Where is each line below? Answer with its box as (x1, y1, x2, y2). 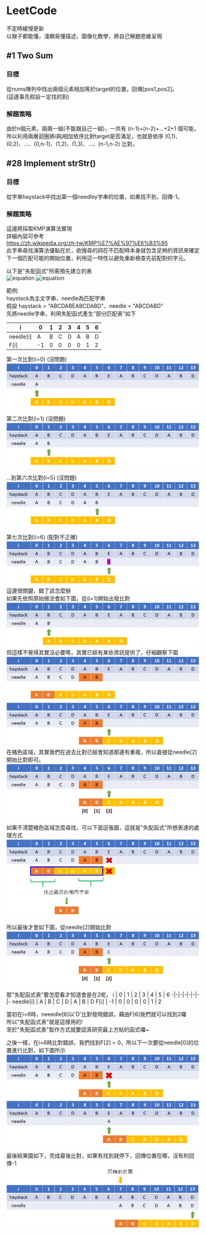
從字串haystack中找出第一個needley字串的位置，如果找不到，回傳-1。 (6, 193, 183, 200)
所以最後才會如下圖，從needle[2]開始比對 (6, 923, 112, 931)
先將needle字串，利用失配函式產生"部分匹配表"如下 (6, 310, 136, 317)
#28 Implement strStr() (6, 158, 96, 169)
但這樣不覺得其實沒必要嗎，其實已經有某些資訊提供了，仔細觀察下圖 (6, 648, 178, 656)
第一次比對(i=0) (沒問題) (6, 356, 67, 363)
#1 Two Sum (6, 50, 53, 61)
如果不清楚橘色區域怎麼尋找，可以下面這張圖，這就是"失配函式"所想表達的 (6, 824, 194, 831)
